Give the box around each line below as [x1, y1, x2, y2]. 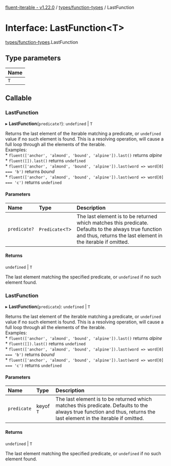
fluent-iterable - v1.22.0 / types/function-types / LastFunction [5, 5, 134, 10]
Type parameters [5, 54, 61, 63]
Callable [5, 94, 32, 103]
